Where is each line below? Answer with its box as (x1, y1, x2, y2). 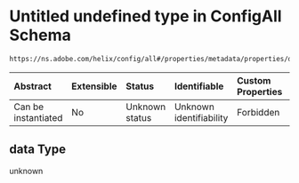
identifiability (174, 111, 229, 123)
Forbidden (237, 106, 280, 118)
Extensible (70, 80, 117, 92)
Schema (9, 25, 71, 45)
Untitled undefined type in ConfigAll (9, 6, 282, 27)
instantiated (13, 111, 63, 123)
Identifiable (174, 80, 224, 92)
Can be (13, 100, 44, 113)
